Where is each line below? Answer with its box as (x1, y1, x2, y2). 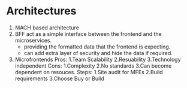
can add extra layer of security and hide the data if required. (23, 49, 173, 56)
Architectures (6, 4, 77, 18)
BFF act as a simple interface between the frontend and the (14, 30, 162, 37)
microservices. (14, 37, 52, 44)
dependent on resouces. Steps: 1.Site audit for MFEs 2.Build (14, 68, 163, 75)
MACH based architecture (14, 24, 80, 31)
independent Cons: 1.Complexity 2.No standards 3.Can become (14, 62, 172, 69)
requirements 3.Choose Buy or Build (14, 75, 105, 82)
